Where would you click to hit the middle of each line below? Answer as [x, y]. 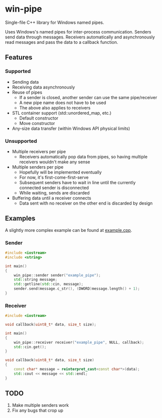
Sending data [25, 82]
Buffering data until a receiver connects [51, 198]
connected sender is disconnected [54, 188]
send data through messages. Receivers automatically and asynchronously [80, 37]
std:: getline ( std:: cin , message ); [49, 284]
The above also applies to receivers [55, 107]
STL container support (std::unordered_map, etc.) [62, 113]
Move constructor [37, 123]
